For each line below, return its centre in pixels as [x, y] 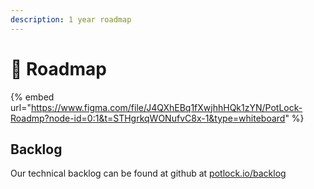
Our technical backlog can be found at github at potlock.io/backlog [148, 173]
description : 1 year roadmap [71, 19]
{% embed [32, 97]
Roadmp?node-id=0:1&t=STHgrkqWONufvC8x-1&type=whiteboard [148, 118]
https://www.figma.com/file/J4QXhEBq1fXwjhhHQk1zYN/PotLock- [166, 107]
